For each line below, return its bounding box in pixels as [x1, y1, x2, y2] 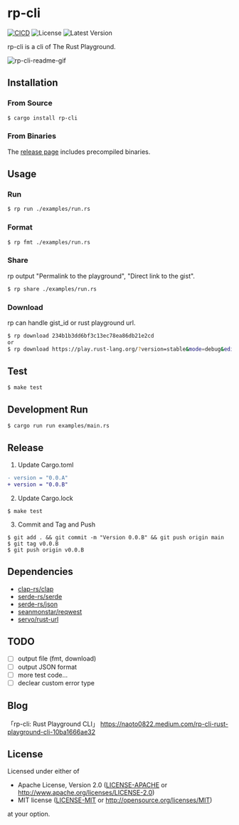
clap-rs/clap [17, 584, 54, 593]
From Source [7, 98, 53, 108]
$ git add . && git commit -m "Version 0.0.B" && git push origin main [7, 534, 224, 541]
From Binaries [7, 131, 57, 141]
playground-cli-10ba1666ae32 [7, 727, 96, 736]
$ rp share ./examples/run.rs [7, 285, 97, 293]
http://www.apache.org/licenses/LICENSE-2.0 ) [17, 789, 155, 797]
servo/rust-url [17, 615, 59, 623]
